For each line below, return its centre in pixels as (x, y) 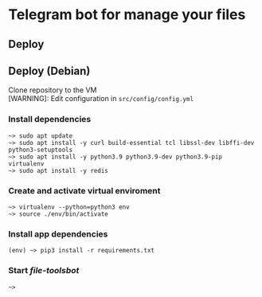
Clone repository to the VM (53, 90)
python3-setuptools (41, 150)
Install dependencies (50, 119)
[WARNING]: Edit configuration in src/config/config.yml (101, 99)
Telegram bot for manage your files (127, 15)
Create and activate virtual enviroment (84, 190)
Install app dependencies (58, 234)
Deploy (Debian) (49, 70)
